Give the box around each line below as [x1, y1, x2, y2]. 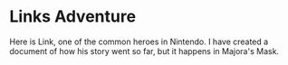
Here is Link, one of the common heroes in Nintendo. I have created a [9, 36, 269, 47]
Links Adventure [9, 6, 137, 27]
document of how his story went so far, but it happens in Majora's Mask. [9, 45, 279, 56]
